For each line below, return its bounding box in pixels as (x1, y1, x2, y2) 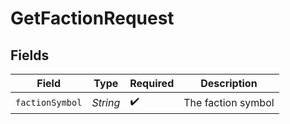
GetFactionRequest (10, 7, 175, 30)
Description (200, 77, 258, 90)
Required (129, 77, 175, 90)
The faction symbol (183, 95, 275, 109)
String (91, 95, 121, 109)
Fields (10, 47, 50, 64)
